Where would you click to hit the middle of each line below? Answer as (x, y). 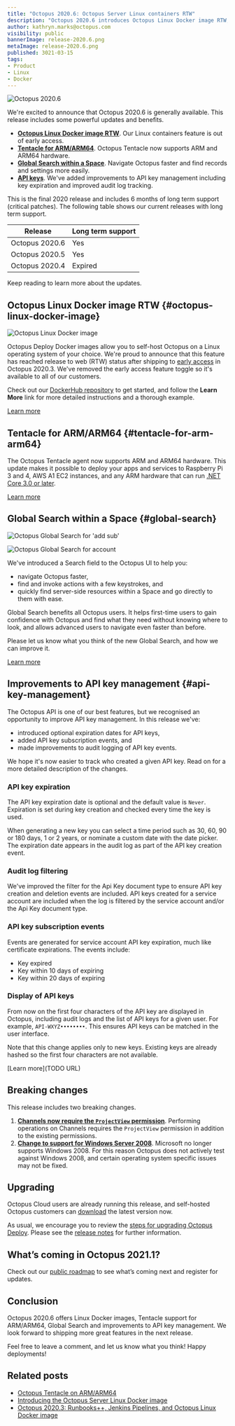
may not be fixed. (43, 1165)
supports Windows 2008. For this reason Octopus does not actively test (121, 1151)
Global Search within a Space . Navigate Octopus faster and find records (122, 163)
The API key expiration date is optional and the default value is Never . (107, 802)
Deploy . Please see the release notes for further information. (94, 1233)
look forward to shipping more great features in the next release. (100, 1333)
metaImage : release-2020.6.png (53, 46)
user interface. (28, 1034)
